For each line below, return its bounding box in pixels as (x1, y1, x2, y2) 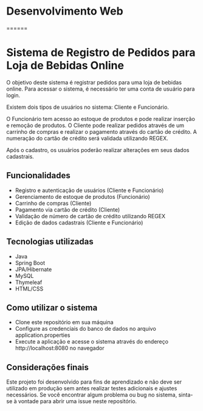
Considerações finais (6, 362, 89, 372)
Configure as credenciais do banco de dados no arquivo (15, 325, 156, 333)
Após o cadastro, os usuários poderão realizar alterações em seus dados (6, 146, 190, 153)
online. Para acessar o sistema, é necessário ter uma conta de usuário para (6, 85, 195, 92)
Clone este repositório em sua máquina (15, 319, 114, 326)
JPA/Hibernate (15, 266, 52, 273)
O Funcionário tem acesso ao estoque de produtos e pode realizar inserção (6, 115, 196, 122)
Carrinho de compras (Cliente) (15, 199, 92, 207)
